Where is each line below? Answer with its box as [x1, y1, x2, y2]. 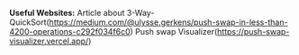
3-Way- [126, 8, 155, 18]
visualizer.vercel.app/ [9, 35, 89, 46]
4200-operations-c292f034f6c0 [9, 27, 131, 36]
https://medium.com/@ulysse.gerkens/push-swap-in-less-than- [49, 17, 288, 27]
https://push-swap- [217, 27, 290, 36]
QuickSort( [9, 17, 50, 27]
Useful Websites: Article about [9, 8, 125, 18]
